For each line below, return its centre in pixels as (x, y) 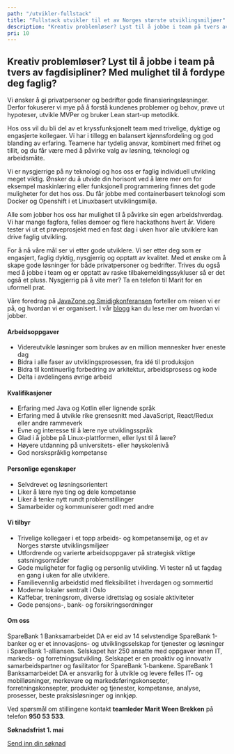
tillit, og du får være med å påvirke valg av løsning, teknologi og (98, 151)
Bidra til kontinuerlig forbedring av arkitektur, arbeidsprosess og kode (117, 370)
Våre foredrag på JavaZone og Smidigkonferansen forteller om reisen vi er (114, 301)
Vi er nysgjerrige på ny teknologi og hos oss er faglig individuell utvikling (111, 172)
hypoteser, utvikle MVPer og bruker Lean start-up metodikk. (93, 115)
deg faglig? (32, 83)
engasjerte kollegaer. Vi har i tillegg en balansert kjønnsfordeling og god (110, 136)
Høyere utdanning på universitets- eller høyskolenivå (93, 445)
